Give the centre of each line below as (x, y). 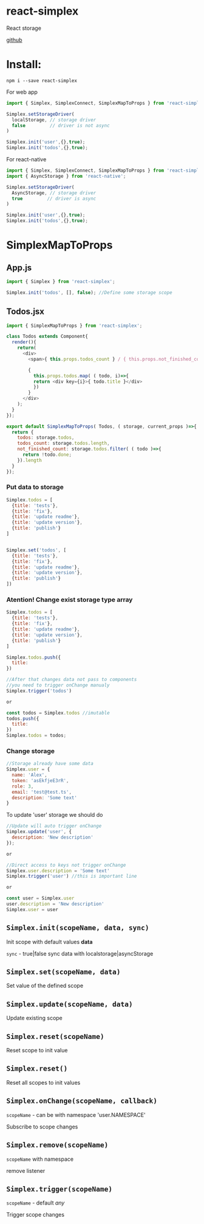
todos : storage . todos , (46, 438)
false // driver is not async (61, 125)
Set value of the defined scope (45, 986)
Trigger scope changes (36, 1215)
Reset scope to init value (37, 1051)
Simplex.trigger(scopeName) (59, 1189)
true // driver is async (54, 198)
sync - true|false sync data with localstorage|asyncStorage (80, 953)
